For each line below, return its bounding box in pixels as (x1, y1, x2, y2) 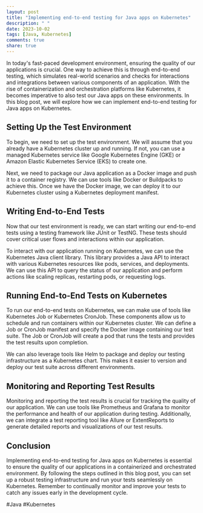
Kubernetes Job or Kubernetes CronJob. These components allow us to (6, 313, 186, 321)
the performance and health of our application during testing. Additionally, (6, 410, 191, 418)
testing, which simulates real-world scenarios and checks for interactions (6, 72, 190, 80)
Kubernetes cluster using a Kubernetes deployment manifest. (6, 189, 159, 196)
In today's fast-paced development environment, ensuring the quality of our (6, 59, 196, 67)
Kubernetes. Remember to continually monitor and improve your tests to (6, 482, 187, 489)
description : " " (6, 20, 50, 26)
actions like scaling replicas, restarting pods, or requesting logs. (6, 273, 166, 280)
